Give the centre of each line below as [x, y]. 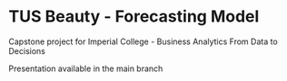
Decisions [27, 50]
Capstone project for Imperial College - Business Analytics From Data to [143, 41]
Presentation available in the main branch [86, 68]
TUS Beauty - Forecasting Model [134, 17]
